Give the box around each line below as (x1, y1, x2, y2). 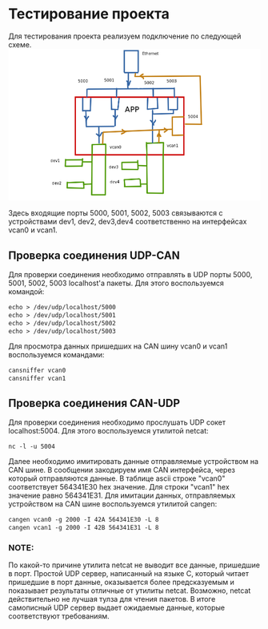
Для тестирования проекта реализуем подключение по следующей (8, 31, 242, 41)
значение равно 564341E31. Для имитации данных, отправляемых (8, 490, 236, 500)
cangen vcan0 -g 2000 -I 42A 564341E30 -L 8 (8, 515, 159, 523)
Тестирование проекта (8, 5, 170, 23)
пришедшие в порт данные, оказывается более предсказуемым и (8, 578, 234, 587)
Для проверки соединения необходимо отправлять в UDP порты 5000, (8, 270, 253, 280)
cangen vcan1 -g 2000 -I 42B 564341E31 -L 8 (8, 523, 159, 531)
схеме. (8, 39, 32, 49)
